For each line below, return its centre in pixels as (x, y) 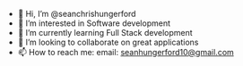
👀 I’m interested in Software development (94, 23)
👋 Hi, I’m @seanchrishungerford (77, 14)
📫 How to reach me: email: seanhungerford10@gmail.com (126, 52)
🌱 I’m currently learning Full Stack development (105, 33)
